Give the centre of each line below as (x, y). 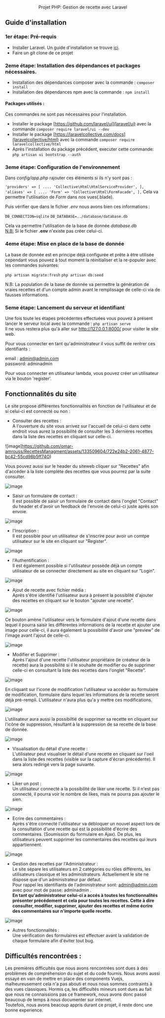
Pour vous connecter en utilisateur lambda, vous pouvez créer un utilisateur (82, 373)
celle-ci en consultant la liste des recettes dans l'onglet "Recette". (79, 670)
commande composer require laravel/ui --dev (61, 129)
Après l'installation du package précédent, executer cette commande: (83, 149)
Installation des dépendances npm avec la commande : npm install (81, 92)
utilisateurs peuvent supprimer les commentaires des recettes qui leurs (84, 839)
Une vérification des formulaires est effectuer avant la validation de (81, 935)
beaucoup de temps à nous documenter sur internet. (59, 999)
